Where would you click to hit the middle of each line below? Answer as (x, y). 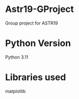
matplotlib (15, 91)
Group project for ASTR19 (32, 23)
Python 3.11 (17, 57)
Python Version (38, 43)
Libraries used (35, 77)
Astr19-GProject (39, 9)
